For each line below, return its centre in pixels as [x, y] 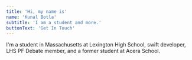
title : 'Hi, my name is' [37, 11]
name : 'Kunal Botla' [32, 17]
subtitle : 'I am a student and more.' [54, 22]
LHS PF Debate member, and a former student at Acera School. [83, 51]
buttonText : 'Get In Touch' [41, 28]
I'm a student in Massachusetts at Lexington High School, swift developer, [96, 45]
